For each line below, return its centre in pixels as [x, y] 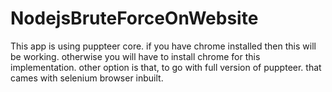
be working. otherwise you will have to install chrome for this [135, 56]
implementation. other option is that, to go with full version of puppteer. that [166, 67]
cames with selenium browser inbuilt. [87, 78]
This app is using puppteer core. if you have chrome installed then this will [163, 46]
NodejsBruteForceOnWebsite [134, 18]
